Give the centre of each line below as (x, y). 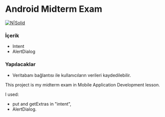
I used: (12, 94)
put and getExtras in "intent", (42, 104)
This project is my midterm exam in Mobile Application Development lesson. (82, 84)
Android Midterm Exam (54, 9)
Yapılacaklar (20, 64)
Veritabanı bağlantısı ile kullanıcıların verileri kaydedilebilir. (72, 75)
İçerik (12, 36)
